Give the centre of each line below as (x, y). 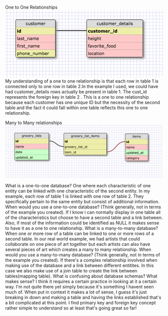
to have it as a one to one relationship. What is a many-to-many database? (82, 228)
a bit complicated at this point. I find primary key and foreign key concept (80, 302)
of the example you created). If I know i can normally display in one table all (83, 212)
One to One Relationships (31, 7)
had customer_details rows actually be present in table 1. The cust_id (76, 92)
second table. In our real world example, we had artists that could (72, 239)
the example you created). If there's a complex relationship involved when (81, 260)
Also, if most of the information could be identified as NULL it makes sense (82, 223)
